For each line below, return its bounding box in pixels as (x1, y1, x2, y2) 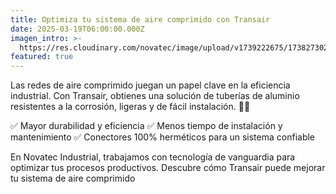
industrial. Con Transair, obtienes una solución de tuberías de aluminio (10, 90, 300, 102)
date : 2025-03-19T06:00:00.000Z (10, 24, 145, 34)
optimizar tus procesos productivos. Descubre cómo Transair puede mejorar (10, 162, 326, 174)
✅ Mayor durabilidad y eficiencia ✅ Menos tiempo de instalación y (10, 120, 283, 132)
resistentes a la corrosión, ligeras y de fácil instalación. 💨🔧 (10, 101, 251, 113)
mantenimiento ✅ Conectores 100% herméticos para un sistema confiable (10, 131, 316, 143)
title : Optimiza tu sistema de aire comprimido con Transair (10, 14, 271, 25)
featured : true (10, 52, 74, 62)
